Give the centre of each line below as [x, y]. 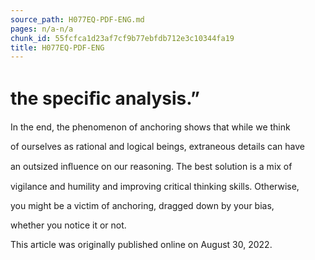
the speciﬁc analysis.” [105, 98]
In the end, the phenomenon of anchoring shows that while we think [150, 127]
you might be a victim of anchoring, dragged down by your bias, [142, 206]
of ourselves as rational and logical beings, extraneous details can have [157, 147]
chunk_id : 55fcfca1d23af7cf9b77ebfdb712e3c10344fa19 [122, 38]
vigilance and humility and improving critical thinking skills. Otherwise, [155, 187]
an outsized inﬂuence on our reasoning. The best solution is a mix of [151, 167]
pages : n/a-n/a [42, 29]
